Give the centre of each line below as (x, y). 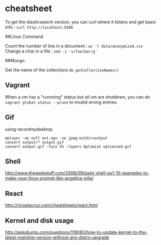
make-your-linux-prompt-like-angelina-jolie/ (49, 178)
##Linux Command (24, 36)
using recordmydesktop (29, 129)
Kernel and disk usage (39, 220)
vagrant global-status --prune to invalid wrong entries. (61, 102)
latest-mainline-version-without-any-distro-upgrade (57, 237)
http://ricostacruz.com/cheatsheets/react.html (52, 205)
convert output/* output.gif (35, 142)
